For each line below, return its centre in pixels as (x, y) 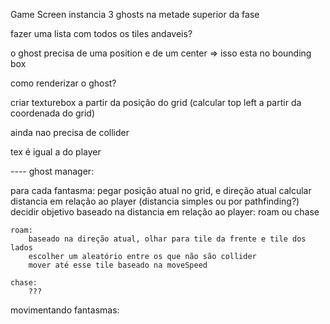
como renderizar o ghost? (63, 83)
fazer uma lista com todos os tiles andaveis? (101, 33)
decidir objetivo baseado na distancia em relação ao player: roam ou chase (165, 212)
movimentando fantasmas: (65, 310)
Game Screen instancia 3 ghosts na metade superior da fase (135, 14)
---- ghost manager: (52, 171)
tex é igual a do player (56, 152)
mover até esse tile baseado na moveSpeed (118, 265)
